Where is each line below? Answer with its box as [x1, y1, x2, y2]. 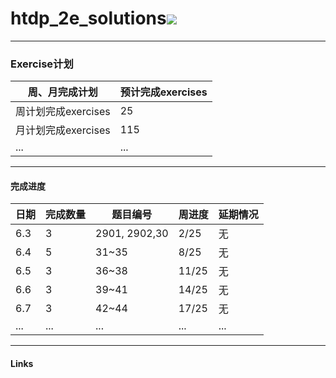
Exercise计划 [10, 57, 74, 71]
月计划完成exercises [15, 123, 111, 137]
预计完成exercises [119, 85, 208, 99]
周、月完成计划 [27, 85, 98, 99]
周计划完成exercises [15, 105, 111, 119]
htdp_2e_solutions [10, 7, 167, 30]
